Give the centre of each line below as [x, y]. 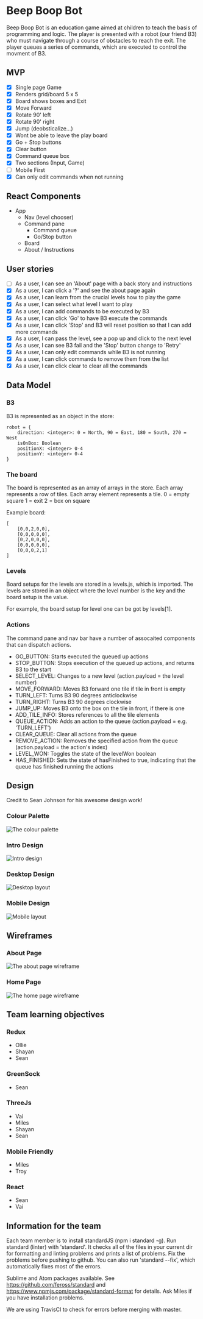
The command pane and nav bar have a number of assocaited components [101, 638]
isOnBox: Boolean [39, 443]
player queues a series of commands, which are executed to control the [97, 47]
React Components [44, 197]
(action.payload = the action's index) [61, 747]
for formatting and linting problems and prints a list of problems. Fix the [96, 1254]
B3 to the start [33, 669]
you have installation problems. [45, 1298]
